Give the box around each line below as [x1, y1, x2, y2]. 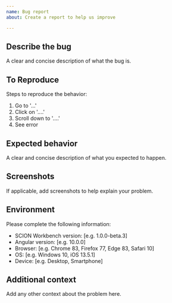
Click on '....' [14, 109, 45, 116]
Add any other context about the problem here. [6, 290, 122, 298]
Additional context [6, 274, 76, 285]
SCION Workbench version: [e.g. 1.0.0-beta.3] [14, 232, 128, 239]
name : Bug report [6, 8, 49, 15]
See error [14, 121, 39, 128]
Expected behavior [6, 138, 78, 149]
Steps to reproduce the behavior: [6, 91, 87, 98]
